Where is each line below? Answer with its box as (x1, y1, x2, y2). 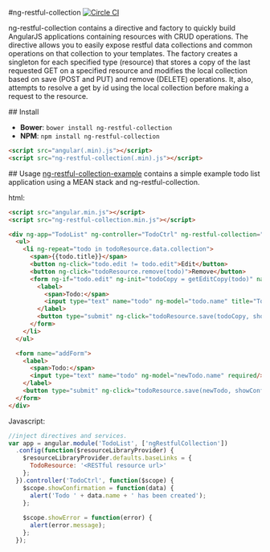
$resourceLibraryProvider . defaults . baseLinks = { (22, 454, 193, 462)
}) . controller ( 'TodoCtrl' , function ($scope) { (15, 476, 174, 485)
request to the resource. (8, 92, 88, 100)
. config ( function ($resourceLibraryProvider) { (15, 447, 174, 455)
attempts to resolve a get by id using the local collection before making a (8, 83, 249, 92)
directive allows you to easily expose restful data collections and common (8, 40, 253, 50)
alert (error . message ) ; (29, 521, 106, 530)
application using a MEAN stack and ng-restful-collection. (8, 177, 200, 186)
